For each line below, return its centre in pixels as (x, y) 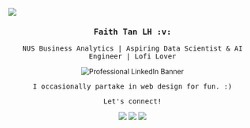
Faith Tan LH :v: (132, 32)
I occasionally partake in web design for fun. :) (132, 87)
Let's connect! (132, 102)
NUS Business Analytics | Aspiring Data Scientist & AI (132, 49)
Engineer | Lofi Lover (132, 56)
